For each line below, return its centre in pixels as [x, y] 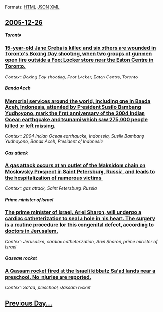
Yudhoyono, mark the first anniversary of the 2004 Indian [75, 113]
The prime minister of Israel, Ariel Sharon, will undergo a [73, 212]
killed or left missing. [31, 126]
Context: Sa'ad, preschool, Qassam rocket [48, 288]
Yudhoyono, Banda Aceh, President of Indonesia [54, 141]
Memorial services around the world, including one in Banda [78, 101]
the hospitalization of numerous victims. [54, 178]
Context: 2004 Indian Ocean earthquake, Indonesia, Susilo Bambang [75, 136]
